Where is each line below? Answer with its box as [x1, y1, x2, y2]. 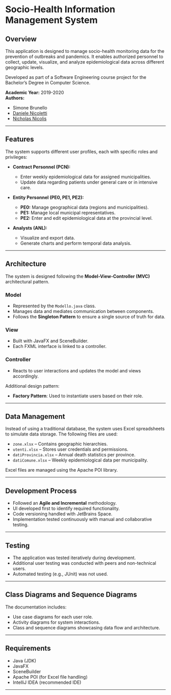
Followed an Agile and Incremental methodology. [12, 500, 117, 506]
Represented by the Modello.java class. [12, 303, 96, 309]
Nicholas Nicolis [12, 115, 47, 122]
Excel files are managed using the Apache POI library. [5, 467, 118, 473]
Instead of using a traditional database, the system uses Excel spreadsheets [5, 426, 165, 432]
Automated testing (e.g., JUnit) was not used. [12, 571, 108, 577]
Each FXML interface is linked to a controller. [12, 343, 107, 350]
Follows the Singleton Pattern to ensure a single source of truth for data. [12, 313, 165, 320]
